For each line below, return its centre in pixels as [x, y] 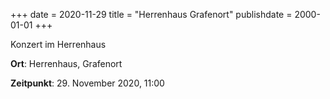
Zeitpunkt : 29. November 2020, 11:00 [87, 83]
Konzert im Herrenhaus [58, 44]
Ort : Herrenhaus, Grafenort [66, 63]
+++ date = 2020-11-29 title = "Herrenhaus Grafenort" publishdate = [151, 14]
